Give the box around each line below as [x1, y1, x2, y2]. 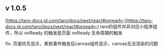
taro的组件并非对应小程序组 [100, 23, 158, 29]
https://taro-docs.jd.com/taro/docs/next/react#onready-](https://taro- [7, 17, 153, 23]
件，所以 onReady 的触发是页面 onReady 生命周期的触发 [5, 30, 123, 36]
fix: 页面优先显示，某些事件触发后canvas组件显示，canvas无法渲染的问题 [5, 40, 158, 46]
